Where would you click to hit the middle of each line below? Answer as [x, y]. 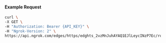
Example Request [23, 7]
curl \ [11, 17]
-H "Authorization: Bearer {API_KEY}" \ [47, 26]
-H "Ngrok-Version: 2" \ [30, 31]
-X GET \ [14, 22]
